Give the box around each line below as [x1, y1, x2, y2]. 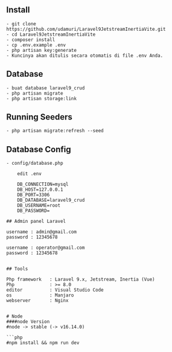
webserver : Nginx [6, 298, 69, 304]
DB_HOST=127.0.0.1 [17, 187, 63, 193]
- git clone [6, 21, 36, 27]
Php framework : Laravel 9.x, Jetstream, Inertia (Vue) [6, 277, 155, 283]
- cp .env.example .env [6, 42, 66, 48]
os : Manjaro [6, 292, 74, 298]
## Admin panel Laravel [6, 219, 66, 225]
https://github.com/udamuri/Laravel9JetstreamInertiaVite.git [6, 26, 166, 32]
